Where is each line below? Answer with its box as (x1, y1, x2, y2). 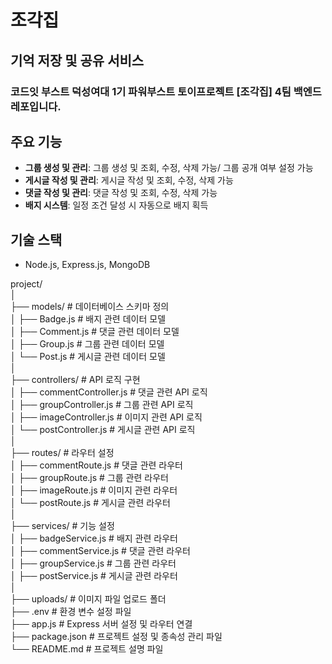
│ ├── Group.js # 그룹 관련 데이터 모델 (10, 338, 165, 350)
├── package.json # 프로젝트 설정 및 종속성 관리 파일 (10, 631, 223, 643)
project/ (10, 278, 43, 290)
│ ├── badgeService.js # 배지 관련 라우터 (10, 532, 178, 545)
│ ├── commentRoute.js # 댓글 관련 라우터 (10, 459, 183, 471)
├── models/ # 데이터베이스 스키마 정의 (10, 301, 170, 313)
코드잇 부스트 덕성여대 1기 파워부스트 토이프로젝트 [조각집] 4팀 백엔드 (10, 84, 322, 98)
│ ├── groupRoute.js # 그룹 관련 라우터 (10, 472, 169, 484)
